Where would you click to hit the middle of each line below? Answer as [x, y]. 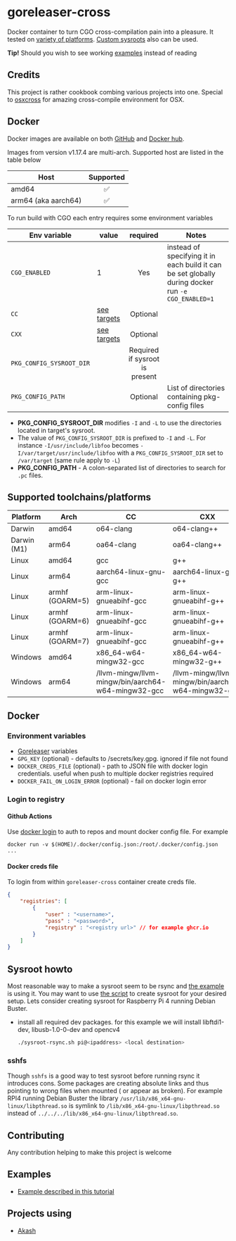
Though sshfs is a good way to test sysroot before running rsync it [104, 1076]
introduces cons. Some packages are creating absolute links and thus [108, 1083]
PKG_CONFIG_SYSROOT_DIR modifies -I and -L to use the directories [119, 422]
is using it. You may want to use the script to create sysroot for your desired [117, 994]
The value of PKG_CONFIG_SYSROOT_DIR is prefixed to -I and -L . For [112, 438]
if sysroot [144, 358]
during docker [191, 282]
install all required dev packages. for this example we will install [109, 1022]
